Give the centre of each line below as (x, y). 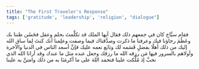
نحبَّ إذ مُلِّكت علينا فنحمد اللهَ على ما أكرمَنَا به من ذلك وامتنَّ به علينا (81, 59)
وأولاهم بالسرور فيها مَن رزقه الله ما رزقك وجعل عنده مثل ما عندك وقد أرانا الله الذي (100, 53)
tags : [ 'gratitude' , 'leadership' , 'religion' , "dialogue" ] (83, 17)
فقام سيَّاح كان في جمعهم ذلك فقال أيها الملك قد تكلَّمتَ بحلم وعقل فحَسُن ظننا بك (97, 34)
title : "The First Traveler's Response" (58, 12)
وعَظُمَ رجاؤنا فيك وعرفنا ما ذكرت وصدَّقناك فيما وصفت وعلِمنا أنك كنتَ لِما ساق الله (98, 40)
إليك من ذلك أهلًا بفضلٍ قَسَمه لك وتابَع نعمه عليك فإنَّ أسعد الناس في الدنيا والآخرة (97, 47)
